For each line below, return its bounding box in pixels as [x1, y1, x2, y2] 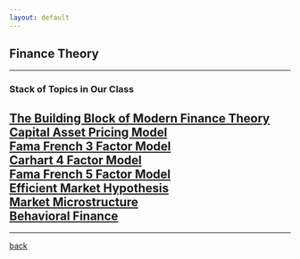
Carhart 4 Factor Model [9, 153, 142, 168]
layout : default [9, 13, 70, 22]
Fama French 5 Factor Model [9, 166, 171, 181]
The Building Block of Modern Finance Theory [9, 111, 271, 126]
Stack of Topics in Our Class [9, 83, 134, 96]
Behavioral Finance [9, 208, 119, 223]
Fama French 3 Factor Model [9, 138, 171, 154]
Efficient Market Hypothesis [9, 180, 170, 196]
